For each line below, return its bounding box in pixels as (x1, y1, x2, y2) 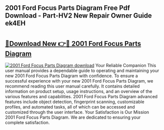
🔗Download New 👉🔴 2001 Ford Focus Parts (5, 39, 141, 48)
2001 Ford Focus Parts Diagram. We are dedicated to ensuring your (5, 114, 141, 120)
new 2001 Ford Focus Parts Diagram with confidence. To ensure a (5, 73, 138, 79)
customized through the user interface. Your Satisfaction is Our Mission (5, 109, 149, 115)
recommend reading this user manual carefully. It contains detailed (5, 83, 140, 89)
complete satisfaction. (5, 120, 50, 125)
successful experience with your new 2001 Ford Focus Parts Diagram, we (5, 78, 153, 84)
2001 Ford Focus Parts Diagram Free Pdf (5, 4, 130, 12)
